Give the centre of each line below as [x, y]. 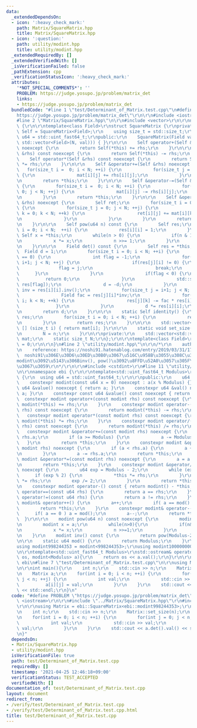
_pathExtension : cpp [36, 72]
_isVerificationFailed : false [48, 66]
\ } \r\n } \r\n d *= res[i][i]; [101, 306]
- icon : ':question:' [38, 39]
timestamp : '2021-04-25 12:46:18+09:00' [61, 672]
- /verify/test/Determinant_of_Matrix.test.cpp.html [72, 710]
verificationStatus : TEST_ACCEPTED [55, 678]
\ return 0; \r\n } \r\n [76, 279]
